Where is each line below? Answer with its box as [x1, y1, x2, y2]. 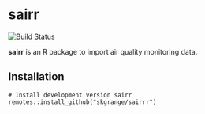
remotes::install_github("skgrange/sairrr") [8, 97, 157, 106]
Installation [8, 70, 65, 84]
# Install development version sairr [8, 91, 132, 99]
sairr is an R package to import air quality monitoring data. [8, 47, 198, 56]
